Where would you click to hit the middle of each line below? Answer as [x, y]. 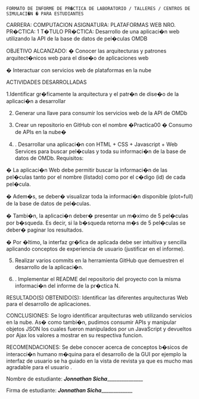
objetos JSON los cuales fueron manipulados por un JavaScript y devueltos [99, 329]
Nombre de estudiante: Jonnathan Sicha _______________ [74, 379]
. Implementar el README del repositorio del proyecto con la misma [98, 279]
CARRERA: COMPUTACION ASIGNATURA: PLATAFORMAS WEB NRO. [91, 25]
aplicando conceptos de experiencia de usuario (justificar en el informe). [95, 249]
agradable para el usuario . [39, 367]
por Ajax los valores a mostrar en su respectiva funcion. [75, 335]
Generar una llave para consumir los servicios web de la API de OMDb [101, 113]
